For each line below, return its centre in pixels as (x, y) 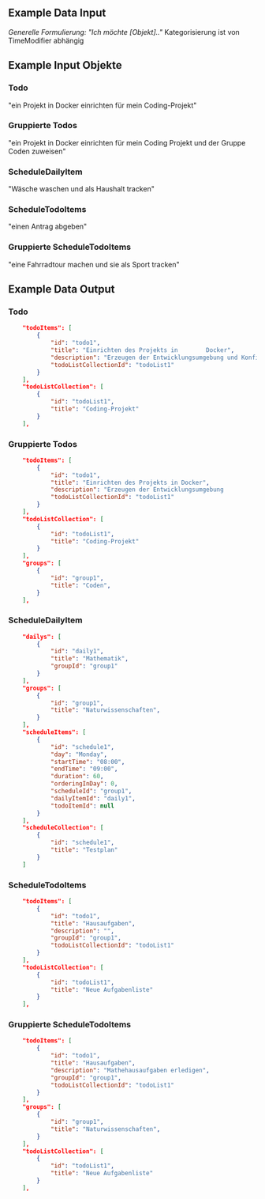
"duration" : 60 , (77, 777)
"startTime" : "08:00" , (88, 762)
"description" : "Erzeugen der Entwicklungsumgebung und (144, 357)
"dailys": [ (42, 637)
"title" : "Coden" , (80, 585)
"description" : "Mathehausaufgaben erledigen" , (130, 1070)
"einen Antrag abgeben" (48, 227)
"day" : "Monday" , (79, 755)
